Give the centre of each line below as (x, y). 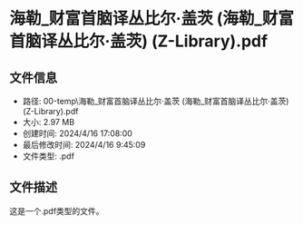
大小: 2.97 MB (49, 122)
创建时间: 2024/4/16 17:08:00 (78, 133)
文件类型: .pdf (49, 156)
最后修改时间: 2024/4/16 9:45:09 (84, 145)
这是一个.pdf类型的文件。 (57, 210)
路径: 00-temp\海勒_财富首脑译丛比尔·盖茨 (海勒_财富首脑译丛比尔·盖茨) (156, 101)
